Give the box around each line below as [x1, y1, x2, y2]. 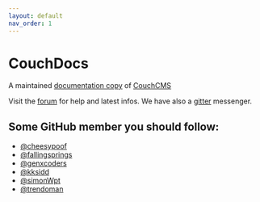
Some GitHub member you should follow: [8, 120, 220, 133]
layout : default [8, 11, 63, 20]
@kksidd [19, 167, 50, 177]
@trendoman [19, 184, 64, 194]
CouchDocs [8, 54, 89, 73]
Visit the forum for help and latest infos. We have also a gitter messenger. [8, 96, 253, 106]
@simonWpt [19, 175, 61, 186]
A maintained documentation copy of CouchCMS [8, 81, 172, 90]
